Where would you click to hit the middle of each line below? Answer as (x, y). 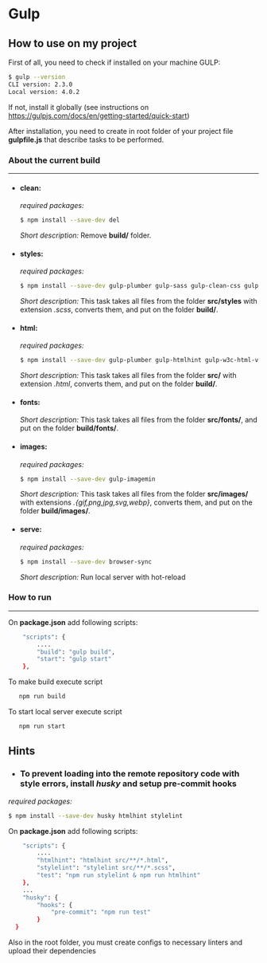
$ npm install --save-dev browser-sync (86, 562)
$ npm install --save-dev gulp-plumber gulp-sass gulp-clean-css (130, 286)
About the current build (54, 160)
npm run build (42, 697)
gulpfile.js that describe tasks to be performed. (86, 140)
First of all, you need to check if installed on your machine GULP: (114, 62)
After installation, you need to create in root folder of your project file (121, 131)
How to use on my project (73, 43)
